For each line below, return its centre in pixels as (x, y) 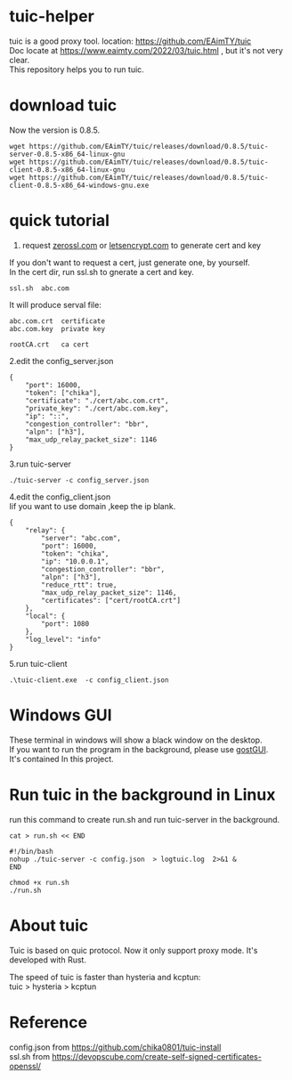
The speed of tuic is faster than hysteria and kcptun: (105, 977)
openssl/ (25, 1066)
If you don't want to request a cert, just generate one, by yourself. (130, 262)
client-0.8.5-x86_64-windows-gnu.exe (79, 185)
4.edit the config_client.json (60, 497)
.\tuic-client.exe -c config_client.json (89, 680)
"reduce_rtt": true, (79, 585)
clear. (19, 60)
